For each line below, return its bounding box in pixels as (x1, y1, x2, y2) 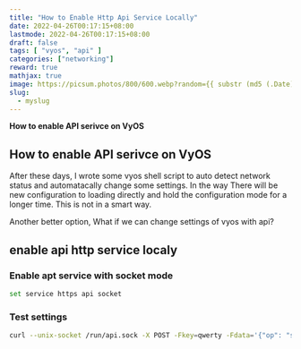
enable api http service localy (9, 243, 177, 258)
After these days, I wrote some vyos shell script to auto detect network (9, 171, 271, 182)
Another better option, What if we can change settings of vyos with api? (9, 217, 275, 227)
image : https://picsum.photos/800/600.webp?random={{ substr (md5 (9, 80, 262, 89)
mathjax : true (9, 72, 63, 81)
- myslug (17, 96, 50, 106)
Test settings (9, 311, 68, 323)
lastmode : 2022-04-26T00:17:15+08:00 (9, 30, 150, 38)
